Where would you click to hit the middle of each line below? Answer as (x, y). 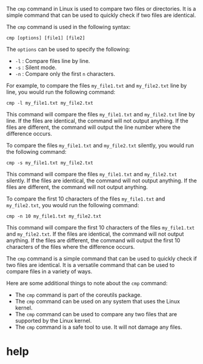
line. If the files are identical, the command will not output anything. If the (98, 121)
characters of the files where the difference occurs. (71, 247)
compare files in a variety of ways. (49, 271)
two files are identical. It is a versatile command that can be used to (91, 265)
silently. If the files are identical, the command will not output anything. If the (101, 180)
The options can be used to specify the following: (68, 49)
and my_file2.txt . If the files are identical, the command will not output (95, 234)
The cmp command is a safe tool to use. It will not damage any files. (98, 327)
